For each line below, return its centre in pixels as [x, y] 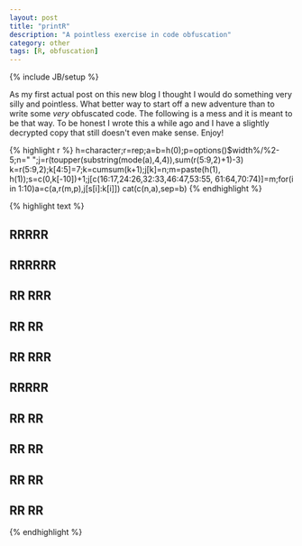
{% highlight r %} [41, 151]
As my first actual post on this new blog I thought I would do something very [151, 95]
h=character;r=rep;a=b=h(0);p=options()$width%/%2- [178, 151]
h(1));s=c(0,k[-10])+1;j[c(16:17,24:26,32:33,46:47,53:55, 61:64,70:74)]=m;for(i [151, 179]
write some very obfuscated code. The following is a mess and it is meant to [151, 114]
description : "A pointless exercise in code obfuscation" [120, 34]
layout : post [34, 18]
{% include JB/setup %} [54, 77]
